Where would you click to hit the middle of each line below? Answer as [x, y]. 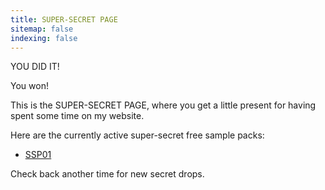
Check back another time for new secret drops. [107, 174]
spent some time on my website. [77, 116]
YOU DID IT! [35, 67]
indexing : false [44, 38]
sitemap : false [42, 29]
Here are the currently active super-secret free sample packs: [137, 135]
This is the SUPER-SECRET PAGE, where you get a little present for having [163, 105]
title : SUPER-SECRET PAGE [64, 19]
